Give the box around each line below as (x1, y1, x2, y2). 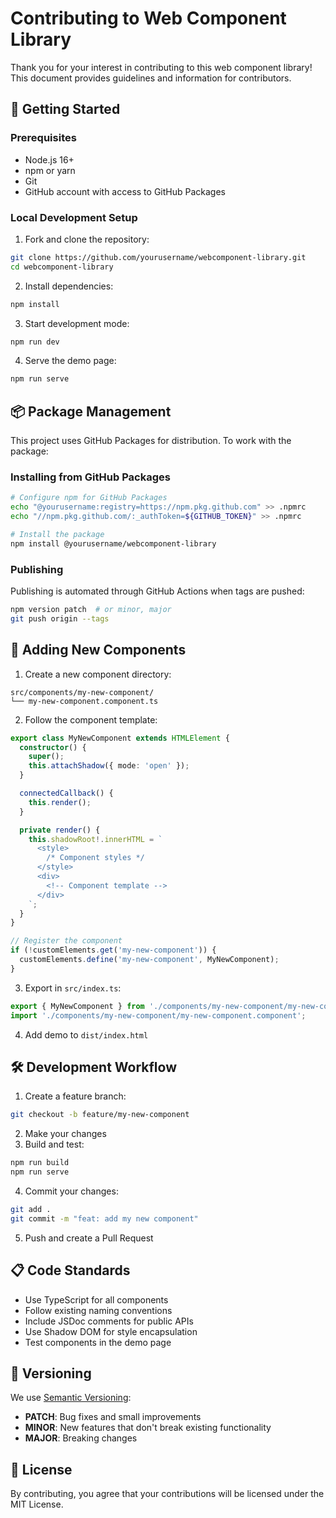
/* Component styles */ (46, 853, 145, 863)
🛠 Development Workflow (10, 1058, 178, 1076)
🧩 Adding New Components (10, 642, 187, 659)
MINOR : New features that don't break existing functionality (24, 1422, 272, 1434)
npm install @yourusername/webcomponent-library (10, 538, 217, 549)
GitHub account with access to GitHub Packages (24, 185, 226, 197)
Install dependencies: (24, 280, 114, 292)
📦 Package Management (10, 403, 172, 420)
